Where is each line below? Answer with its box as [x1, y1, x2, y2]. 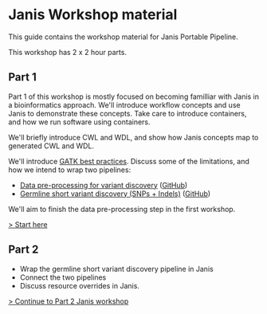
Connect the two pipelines [19, 273, 107, 282]
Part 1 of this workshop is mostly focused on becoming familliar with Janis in [8, 92, 260, 101]
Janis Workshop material [8, 6, 178, 24]
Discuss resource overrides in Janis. [19, 281, 139, 290]
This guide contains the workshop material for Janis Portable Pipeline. [8, 32, 238, 41]
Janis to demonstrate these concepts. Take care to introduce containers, [8, 108, 247, 118]
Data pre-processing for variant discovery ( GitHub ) [19, 180, 188, 190]
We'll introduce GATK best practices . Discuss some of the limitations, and [8, 156, 249, 166]
